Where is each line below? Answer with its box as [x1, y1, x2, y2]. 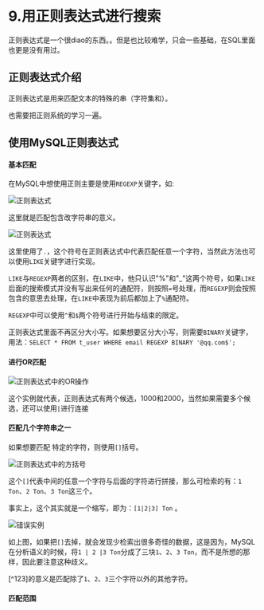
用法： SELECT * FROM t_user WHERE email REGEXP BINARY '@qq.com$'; [8, 337, 236, 347]
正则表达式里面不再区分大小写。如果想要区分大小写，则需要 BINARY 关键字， [8, 328, 253, 337]
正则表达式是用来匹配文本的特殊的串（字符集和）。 [8, 93, 173, 103]
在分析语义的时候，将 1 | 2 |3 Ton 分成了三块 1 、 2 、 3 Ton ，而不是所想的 [8, 547, 244, 557]
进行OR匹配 [8, 356, 46, 367]
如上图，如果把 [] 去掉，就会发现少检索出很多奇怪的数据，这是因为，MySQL [8, 537, 256, 546]
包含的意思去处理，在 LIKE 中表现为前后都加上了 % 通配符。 [8, 293, 193, 303]
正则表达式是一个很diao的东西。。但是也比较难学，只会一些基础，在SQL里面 [8, 35, 256, 45]
